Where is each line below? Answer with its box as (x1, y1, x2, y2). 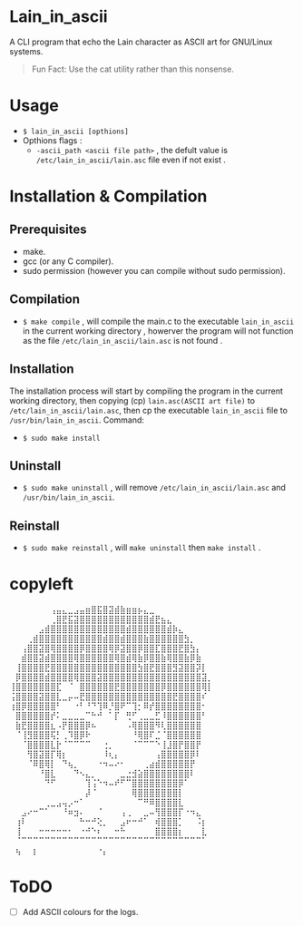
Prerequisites (9, 222, 87, 238)
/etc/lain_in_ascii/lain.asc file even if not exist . (35, 154, 227, 165)
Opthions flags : (22, 134, 83, 146)
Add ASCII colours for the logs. (22, 907, 139, 917)
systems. (9, 45, 44, 56)
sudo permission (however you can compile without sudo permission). (22, 265, 286, 276)
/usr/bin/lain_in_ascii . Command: (9, 414, 145, 425)
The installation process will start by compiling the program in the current (9, 385, 284, 396)
